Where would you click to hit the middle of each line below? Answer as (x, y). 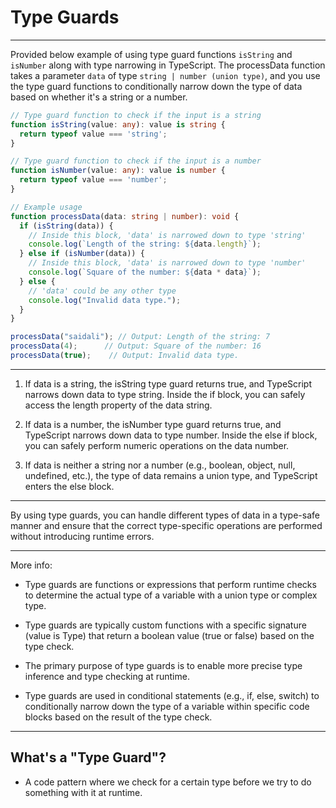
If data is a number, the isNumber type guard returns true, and (153, 424)
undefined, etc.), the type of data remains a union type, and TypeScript (171, 475)
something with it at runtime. (83, 792)
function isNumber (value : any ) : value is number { (118, 171)
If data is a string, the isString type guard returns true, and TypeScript (168, 383)
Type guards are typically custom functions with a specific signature (165, 625)
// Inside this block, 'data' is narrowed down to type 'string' (167, 235)
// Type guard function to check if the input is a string (136, 115)
